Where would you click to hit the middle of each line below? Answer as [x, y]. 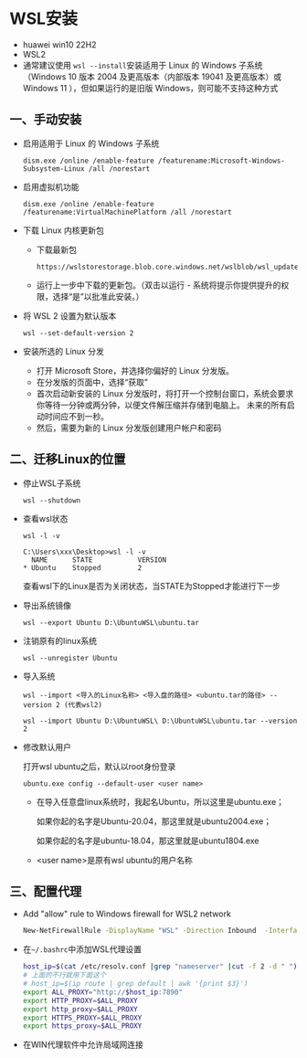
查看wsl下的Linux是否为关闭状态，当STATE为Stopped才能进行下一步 [151, 586]
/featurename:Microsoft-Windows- [222, 161]
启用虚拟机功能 [51, 186]
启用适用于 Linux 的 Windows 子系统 [91, 143]
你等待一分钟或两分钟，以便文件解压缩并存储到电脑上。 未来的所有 [162, 405]
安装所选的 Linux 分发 [64, 351]
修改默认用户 [47, 746]
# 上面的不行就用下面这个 [64, 975]
